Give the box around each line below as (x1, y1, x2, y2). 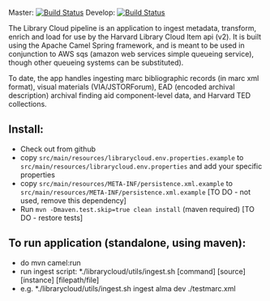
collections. (8, 100, 47, 108)
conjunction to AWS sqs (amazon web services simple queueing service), (8, 49, 254, 58)
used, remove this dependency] (19, 195, 127, 206)
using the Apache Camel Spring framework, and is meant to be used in (8, 40, 245, 50)
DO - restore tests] (19, 213, 84, 223)
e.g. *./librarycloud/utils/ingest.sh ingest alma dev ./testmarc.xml (19, 283, 237, 293)
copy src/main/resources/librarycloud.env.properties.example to (19, 152, 244, 162)
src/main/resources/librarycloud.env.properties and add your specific (19, 161, 263, 171)
